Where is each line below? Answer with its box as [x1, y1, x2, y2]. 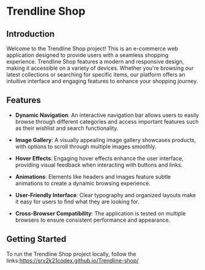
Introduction [6, 29, 55, 39]
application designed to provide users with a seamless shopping [6, 51, 169, 59]
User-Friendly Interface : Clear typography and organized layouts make [15, 191, 196, 198]
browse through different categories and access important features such [15, 118, 199, 125]
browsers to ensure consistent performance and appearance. [15, 216, 171, 223]
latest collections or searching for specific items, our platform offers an [6, 71, 185, 78]
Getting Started [6, 234, 67, 244]
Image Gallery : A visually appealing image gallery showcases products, [15, 136, 196, 143]
